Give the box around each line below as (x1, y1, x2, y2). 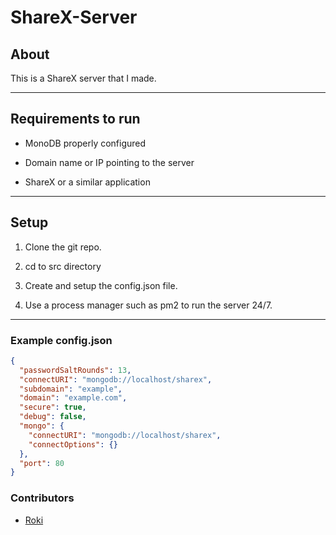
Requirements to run (10, 111, 141, 128)
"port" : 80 (19, 458, 65, 468)
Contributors (10, 491, 75, 505)
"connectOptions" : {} (28, 439, 118, 450)
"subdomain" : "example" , (19, 384, 123, 394)
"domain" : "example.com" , (19, 393, 128, 403)
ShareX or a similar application (24, 176, 151, 188)
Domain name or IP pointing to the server (24, 156, 195, 168)
